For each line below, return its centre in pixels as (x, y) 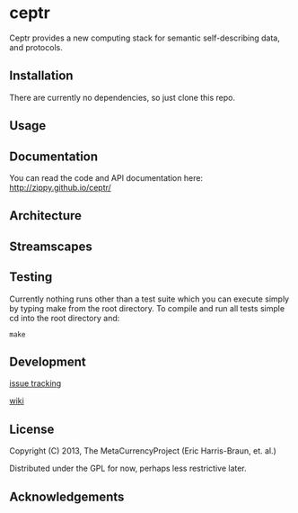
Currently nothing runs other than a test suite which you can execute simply (149, 299)
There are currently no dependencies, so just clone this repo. (123, 97)
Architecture (46, 216)
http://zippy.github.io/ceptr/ (61, 187)
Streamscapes (51, 246)
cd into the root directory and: (65, 318)
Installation (41, 76)
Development (48, 361)
